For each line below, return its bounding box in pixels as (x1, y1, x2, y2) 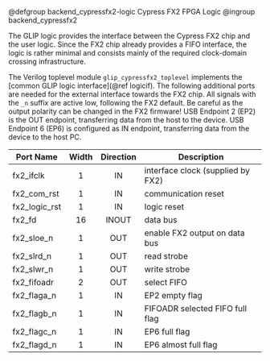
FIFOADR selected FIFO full (144, 303, 247, 313)
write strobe (144, 263, 190, 275)
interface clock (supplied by (144, 165, 251, 176)
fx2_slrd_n (12, 251, 52, 261)
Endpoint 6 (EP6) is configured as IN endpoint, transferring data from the (8, 124, 250, 133)
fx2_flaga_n (12, 290, 57, 301)
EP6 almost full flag (144, 339, 218, 350)
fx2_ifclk (12, 170, 45, 180)
